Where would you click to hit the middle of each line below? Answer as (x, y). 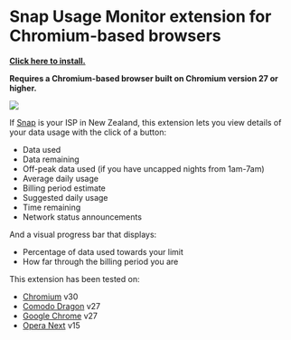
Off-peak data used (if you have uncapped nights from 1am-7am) (143, 168)
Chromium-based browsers (115, 36)
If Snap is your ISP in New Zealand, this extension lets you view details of (145, 122)
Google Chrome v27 (60, 316)
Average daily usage (61, 178)
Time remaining (52, 207)
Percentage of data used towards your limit (103, 251)
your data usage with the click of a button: (88, 132)
